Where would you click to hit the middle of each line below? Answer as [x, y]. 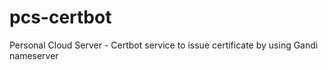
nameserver [34, 55]
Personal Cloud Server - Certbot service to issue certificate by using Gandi [164, 45]
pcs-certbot [60, 17]
